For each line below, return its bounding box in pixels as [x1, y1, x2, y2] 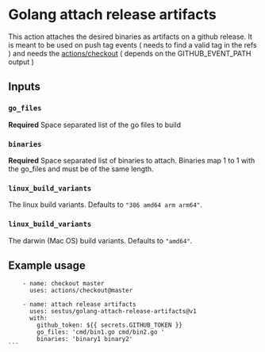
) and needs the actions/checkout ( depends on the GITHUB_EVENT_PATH [8, 48, 252, 58]
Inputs [8, 80, 41, 94]
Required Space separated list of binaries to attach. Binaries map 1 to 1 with [8, 155, 255, 165]
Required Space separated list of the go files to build [8, 120, 181, 129]
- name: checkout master [22, 280, 105, 288]
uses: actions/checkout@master [29, 287, 133, 295]
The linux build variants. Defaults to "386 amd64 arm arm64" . [8, 200, 202, 209]
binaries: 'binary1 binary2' [36, 335, 133, 343]
